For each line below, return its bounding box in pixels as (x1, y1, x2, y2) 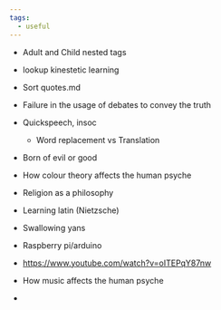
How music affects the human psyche (22, 275, 165, 286)
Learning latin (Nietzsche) (22, 205, 120, 216)
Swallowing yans (22, 222, 86, 233)
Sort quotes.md (22, 82, 82, 92)
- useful (17, 22, 51, 31)
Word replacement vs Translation (35, 134, 160, 145)
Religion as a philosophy (22, 187, 114, 198)
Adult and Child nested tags (22, 46, 127, 57)
